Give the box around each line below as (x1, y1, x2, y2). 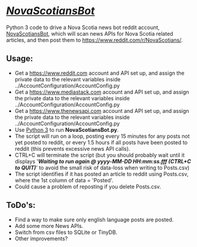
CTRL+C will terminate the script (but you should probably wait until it (14, 151, 185, 159)
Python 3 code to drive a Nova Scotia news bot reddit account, (6, 24, 160, 31)
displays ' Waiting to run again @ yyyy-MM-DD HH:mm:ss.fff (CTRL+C (14, 157, 192, 164)
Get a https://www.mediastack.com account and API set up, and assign (14, 88, 189, 96)
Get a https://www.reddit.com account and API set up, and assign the (14, 69, 185, 77)
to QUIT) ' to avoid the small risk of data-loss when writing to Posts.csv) (14, 164, 190, 171)
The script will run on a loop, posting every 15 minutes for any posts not (14, 132, 190, 140)
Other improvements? (14, 235, 68, 242)
